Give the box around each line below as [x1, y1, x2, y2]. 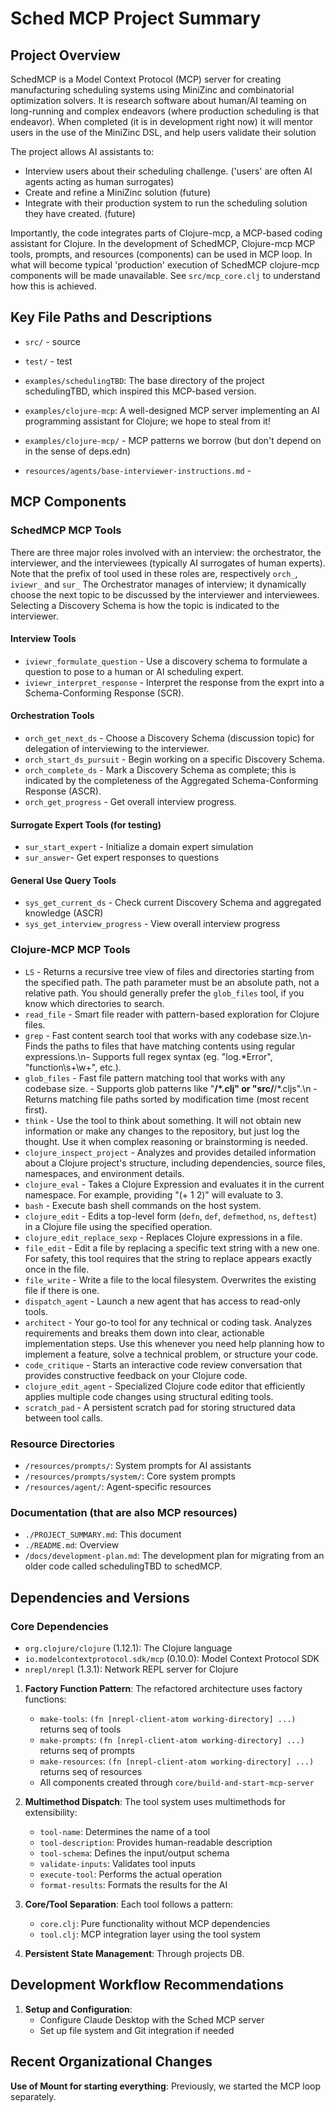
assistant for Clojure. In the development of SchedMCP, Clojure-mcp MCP [10, 238, 316, 249]
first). [24, 1103, 48, 1116]
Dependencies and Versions [10, 1589, 190, 1606]
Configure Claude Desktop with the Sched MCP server [39, 2013, 265, 2026]
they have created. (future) [24, 208, 136, 219]
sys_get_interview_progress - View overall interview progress [24, 918, 281, 930]
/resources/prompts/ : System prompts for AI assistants [24, 1459, 252, 1471]
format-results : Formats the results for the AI [39, 1878, 228, 1891]
